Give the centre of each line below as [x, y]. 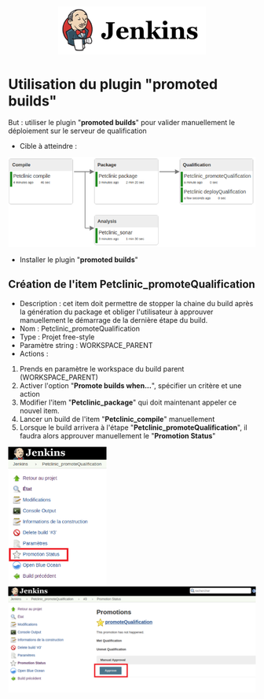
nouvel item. [40, 410]
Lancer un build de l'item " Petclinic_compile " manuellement [117, 419]
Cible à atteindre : [48, 146]
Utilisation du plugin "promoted [113, 84]
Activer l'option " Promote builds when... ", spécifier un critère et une [130, 385]
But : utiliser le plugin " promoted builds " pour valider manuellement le [122, 123]
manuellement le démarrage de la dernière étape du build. [114, 320]
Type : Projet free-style [57, 337]
